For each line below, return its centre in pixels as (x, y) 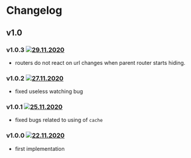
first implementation (40, 148)
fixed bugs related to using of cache (59, 120)
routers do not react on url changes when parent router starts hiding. (100, 62)
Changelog (34, 11)
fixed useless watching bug (49, 91)
